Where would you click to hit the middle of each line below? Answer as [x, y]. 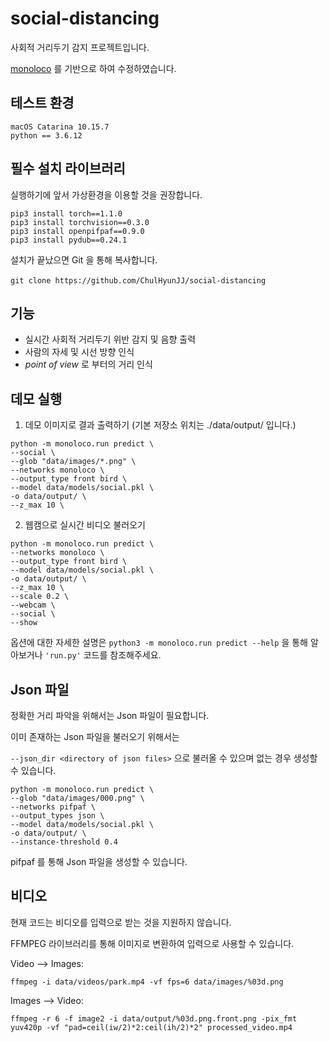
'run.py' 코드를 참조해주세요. [103, 655]
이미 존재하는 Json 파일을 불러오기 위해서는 [95, 736]
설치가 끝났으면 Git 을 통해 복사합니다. [84, 259]
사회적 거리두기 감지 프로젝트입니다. [80, 47]
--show [24, 623]
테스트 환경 [42, 103]
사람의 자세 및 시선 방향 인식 [79, 352]
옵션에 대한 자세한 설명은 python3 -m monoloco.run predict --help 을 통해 [159, 643]
